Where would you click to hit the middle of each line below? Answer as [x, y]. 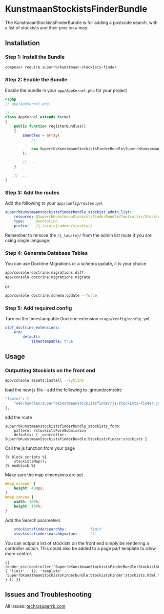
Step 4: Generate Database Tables [46, 253]
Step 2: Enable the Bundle [36, 80]
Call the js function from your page [40, 448]
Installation [22, 43]
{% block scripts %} [26, 457]
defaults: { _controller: [40, 435]
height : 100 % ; [28, 506]
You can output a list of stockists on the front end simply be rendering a [77, 543]
